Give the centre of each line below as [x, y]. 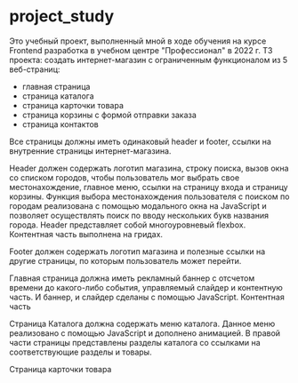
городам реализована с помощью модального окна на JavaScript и [138, 205]
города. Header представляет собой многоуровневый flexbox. [128, 225]
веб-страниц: [35, 69]
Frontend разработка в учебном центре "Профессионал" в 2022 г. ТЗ [141, 50]
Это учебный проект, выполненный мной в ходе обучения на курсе [138, 41]
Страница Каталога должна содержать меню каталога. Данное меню [142, 323]
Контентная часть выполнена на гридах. [86, 234]
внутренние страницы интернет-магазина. [90, 151]
